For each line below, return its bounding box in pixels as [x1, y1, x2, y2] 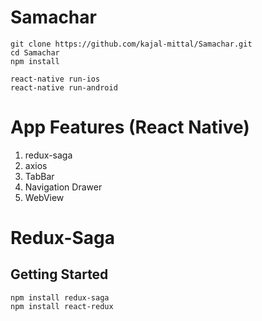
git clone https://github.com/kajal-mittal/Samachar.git [10, 39, 253, 49]
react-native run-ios [10, 74, 101, 84]
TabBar [24, 170, 55, 182]
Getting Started [10, 266, 109, 283]
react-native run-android [10, 82, 118, 93]
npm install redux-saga [10, 292, 110, 303]
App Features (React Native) [10, 116, 250, 139]
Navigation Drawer [24, 181, 103, 193]
